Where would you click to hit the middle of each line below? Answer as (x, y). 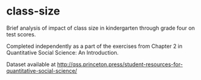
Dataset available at (31, 64)
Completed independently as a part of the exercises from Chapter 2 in (94, 46)
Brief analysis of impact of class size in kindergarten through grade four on (101, 28)
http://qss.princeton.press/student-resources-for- (120, 64)
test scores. (21, 34)
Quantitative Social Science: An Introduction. (63, 52)
